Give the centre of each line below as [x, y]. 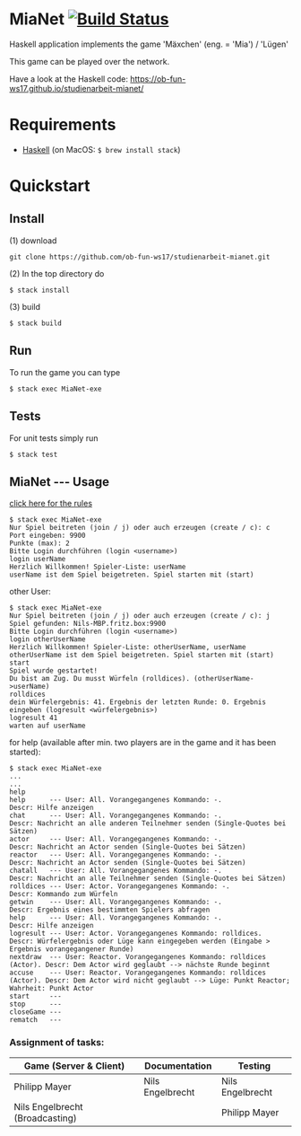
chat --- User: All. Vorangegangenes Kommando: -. [116, 816]
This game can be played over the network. [90, 61]
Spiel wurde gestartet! [54, 671]
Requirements [63, 125]
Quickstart [50, 186]
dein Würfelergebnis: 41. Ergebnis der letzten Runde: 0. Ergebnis [138, 702]
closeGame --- [36, 1012]
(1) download [33, 240]
